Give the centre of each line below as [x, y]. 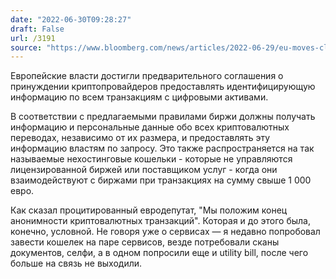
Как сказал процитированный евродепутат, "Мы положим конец [149, 210]
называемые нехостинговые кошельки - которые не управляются [151, 159]
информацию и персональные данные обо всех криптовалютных [150, 127]
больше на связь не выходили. [76, 263]
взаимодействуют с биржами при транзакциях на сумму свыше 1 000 [161, 180]
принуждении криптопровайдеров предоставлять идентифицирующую [163, 87]
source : [26, 47]
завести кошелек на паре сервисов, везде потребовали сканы [145, 242]
